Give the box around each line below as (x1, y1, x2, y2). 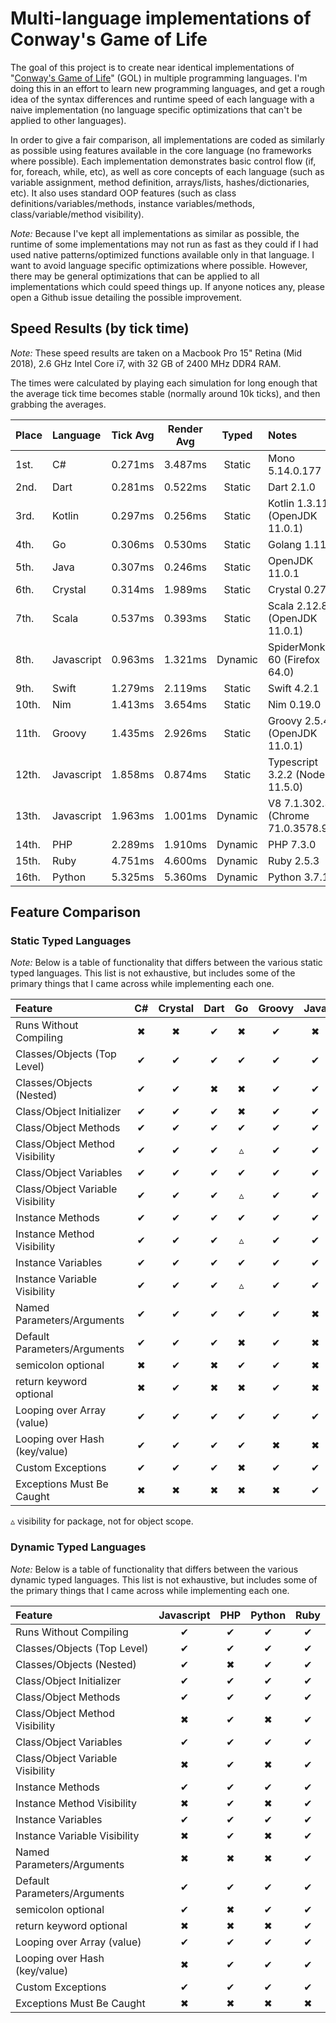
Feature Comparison (10, 904, 142, 921)
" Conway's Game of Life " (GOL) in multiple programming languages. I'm (10, 72, 308, 84)
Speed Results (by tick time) (10, 320, 190, 337)
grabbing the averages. (10, 398, 107, 410)
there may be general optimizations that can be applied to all (10, 270, 260, 282)
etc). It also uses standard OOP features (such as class (10, 187, 237, 199)
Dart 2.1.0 (267, 480, 316, 494)
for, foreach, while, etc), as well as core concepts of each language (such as (10, 165, 325, 177)
